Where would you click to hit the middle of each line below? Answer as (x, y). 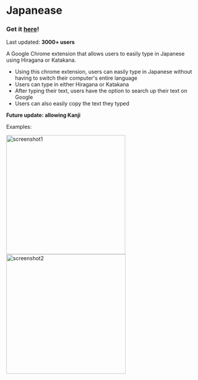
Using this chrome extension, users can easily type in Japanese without (103, 72)
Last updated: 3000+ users (40, 42)
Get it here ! (23, 29)
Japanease (34, 10)
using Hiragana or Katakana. (41, 60)
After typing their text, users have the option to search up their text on (101, 91)
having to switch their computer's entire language (76, 78)
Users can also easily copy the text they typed (72, 104)
